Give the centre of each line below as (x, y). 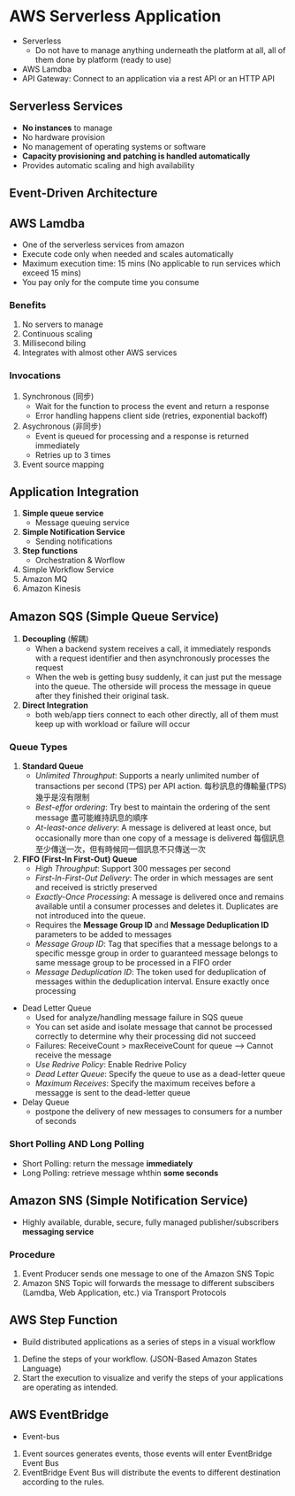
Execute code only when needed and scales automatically (128, 253)
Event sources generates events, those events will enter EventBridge (147, 1453)
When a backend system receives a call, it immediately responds (153, 649)
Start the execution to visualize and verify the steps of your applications (153, 1377)
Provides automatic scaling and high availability (108, 165)
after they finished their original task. (102, 696)
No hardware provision (64, 137)
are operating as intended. (70, 1387)
